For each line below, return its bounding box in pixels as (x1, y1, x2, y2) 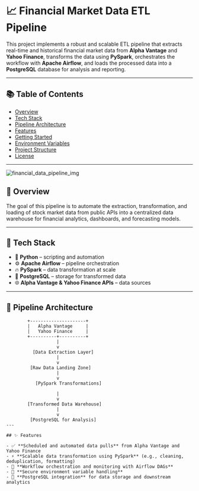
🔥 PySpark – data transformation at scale (14, 266, 116, 273)
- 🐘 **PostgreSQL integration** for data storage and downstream (6, 474, 171, 480)
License (14, 152, 34, 159)
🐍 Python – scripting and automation (14, 253, 105, 261)
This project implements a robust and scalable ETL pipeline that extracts (6, 40, 182, 48)
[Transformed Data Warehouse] (27, 401, 102, 407)
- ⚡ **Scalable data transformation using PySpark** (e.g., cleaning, (6, 454, 184, 459)
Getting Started (14, 133, 52, 140)
